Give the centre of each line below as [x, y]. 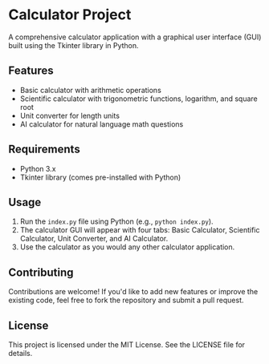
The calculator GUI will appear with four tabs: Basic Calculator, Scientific [140, 230]
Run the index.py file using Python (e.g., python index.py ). [117, 221]
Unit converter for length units [70, 115]
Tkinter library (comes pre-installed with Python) [100, 177]
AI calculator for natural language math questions [102, 124]
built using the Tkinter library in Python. [73, 45]
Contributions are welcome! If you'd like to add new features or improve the [133, 292]
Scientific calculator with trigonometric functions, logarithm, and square [139, 99]
